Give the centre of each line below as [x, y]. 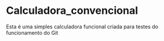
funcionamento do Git [32, 32]
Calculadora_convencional [72, 11]
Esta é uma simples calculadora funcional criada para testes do [82, 27]
